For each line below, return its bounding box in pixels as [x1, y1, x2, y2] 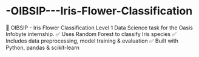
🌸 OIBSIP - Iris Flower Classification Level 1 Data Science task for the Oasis [5, 24, 194, 31]
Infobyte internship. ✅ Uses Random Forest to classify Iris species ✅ [5, 30, 177, 37]
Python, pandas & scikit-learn [5, 44, 79, 51]
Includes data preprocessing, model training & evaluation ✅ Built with [5, 37, 178, 44]
